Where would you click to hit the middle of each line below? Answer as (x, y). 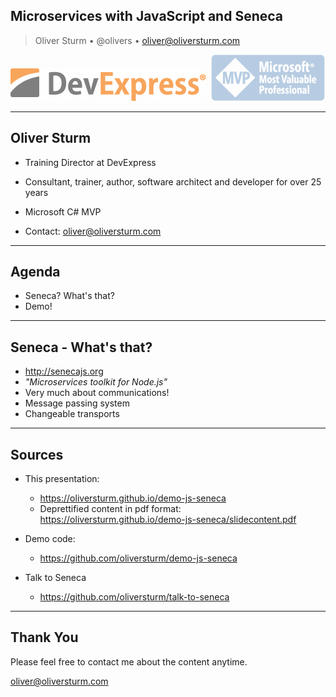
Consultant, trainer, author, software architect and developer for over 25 (173, 181)
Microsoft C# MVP (63, 211)
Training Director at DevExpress (90, 162)
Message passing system (77, 403)
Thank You (44, 637)
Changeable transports (72, 414)
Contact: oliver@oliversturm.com (93, 231)
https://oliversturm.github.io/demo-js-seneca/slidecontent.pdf (168, 520)
